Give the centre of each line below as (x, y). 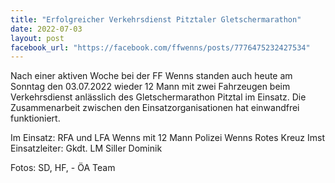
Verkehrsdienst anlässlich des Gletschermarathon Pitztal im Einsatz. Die (158, 97)
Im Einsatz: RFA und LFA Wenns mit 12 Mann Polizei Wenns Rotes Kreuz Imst (168, 138)
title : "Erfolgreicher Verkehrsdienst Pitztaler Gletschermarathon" (156, 19)
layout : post (37, 38)
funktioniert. (35, 118)
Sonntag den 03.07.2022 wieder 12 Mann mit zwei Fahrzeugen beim (150, 87)
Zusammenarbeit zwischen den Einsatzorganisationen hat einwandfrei (155, 108)
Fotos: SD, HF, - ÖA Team (63, 168)
